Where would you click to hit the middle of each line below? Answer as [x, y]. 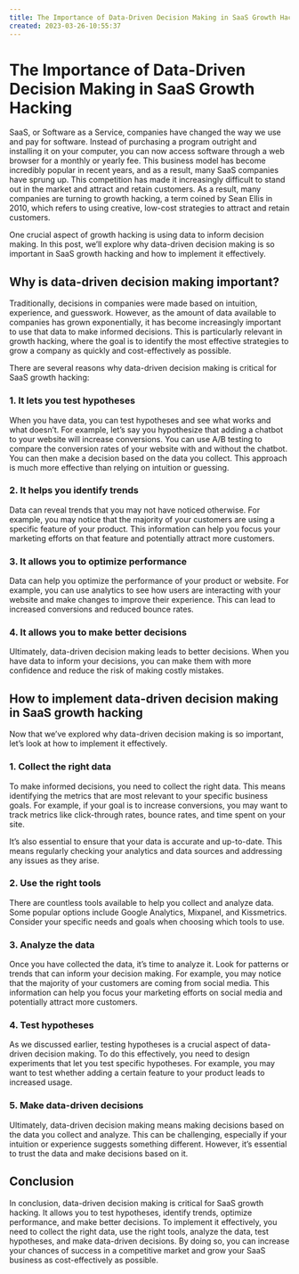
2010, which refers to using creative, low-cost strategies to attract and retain [149, 208]
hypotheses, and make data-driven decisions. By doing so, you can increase [149, 1241]
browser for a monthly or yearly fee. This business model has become [137, 160]
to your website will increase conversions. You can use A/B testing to [136, 439]
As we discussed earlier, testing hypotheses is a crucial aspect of [129, 1045]
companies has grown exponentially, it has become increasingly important [145, 323]
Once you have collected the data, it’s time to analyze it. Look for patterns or [149, 965]
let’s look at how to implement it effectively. [88, 744]
